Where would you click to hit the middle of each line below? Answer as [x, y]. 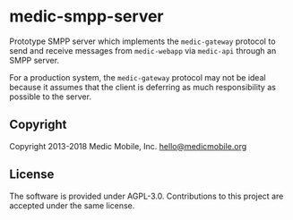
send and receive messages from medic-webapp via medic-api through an [143, 50]
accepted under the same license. [72, 205]
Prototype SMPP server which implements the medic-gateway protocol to [142, 41]
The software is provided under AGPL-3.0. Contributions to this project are [146, 196]
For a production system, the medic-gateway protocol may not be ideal [138, 77]
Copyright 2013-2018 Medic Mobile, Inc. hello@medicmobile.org [128, 146]
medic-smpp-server [86, 17]
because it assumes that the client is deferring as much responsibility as [142, 87]
